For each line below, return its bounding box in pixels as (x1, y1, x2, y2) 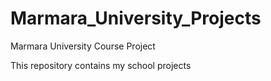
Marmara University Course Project (10, 40, 156, 52)
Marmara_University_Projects (10, 7, 262, 30)
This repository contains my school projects (10, 59, 192, 71)
